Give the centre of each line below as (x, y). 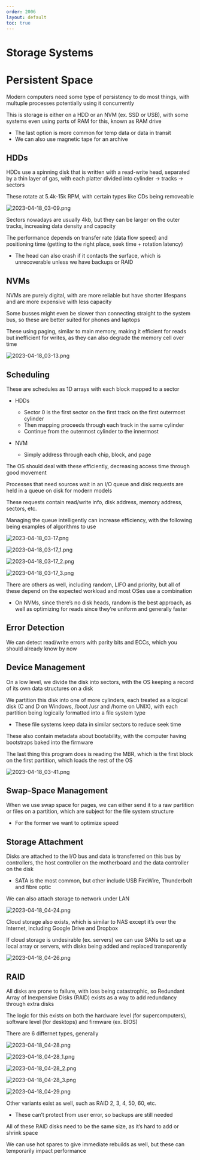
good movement (26, 472)
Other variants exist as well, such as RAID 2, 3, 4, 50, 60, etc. (81, 1103)
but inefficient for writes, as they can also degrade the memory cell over (95, 338)
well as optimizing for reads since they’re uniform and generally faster (101, 608)
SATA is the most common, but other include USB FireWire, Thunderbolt (104, 881)
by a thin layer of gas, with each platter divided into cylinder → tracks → (95, 179)
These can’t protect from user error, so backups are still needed (94, 1115)
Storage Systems (50, 52)
